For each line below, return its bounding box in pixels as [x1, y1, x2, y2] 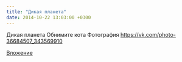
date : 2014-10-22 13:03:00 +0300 [6, 14, 91, 20]
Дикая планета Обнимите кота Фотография [6, 31, 119, 38]
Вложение [6, 49, 33, 56]
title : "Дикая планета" [6, 8, 67, 15]
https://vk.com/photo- [120, 31, 177, 38]
